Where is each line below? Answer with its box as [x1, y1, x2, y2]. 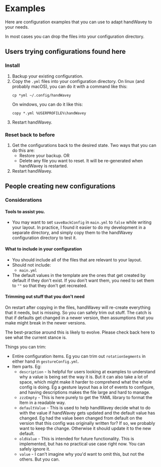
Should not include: [12, 262, 51, 268]
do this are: [12, 147, 35, 153]
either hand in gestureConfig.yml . [12, 358, 79, 364]
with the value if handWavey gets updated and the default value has [19, 410, 155, 416]
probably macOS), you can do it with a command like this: [12, 83, 128, 89]
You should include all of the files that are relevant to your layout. [12, 257, 142, 262]
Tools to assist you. [5, 209, 45, 214]
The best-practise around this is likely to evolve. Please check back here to [5, 329, 155, 335]
